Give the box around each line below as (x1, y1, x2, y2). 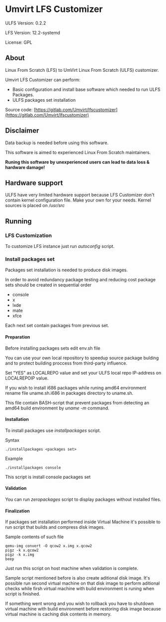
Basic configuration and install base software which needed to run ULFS (12, 86, 161, 92)
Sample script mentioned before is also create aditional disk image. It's (5, 575, 150, 581)
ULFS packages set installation (12, 97, 76, 103)
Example (5, 455, 23, 461)
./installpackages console (5, 465, 61, 470)
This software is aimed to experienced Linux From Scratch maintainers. (5, 149, 151, 155)
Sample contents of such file (5, 534, 64, 540)
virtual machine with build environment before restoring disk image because (5, 606, 161, 612)
